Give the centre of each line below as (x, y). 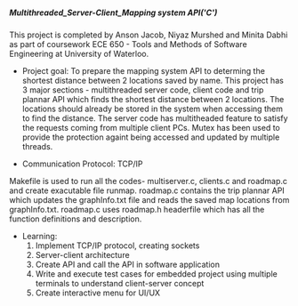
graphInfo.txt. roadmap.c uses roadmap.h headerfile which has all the (137, 209)
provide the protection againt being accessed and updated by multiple (151, 137)
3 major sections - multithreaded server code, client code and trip (143, 90)
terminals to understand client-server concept (120, 283)
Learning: (40, 236)
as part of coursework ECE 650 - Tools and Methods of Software (128, 44)
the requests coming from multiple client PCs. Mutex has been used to (151, 127)
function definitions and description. (76, 219)
